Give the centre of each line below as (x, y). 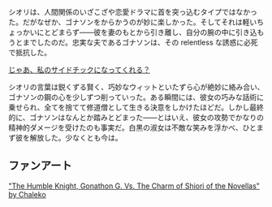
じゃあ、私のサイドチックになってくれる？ (79, 70)
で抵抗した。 (30, 52)
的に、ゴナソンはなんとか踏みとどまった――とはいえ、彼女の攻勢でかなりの (136, 117)
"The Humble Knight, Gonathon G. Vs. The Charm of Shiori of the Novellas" (134, 186)
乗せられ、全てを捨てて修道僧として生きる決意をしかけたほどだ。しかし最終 (136, 107)
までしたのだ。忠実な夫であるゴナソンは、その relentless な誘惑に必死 (140, 42)
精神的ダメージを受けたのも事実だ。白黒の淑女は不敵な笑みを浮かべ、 (125, 127)
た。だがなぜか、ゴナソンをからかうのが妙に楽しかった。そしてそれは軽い (133, 22)
